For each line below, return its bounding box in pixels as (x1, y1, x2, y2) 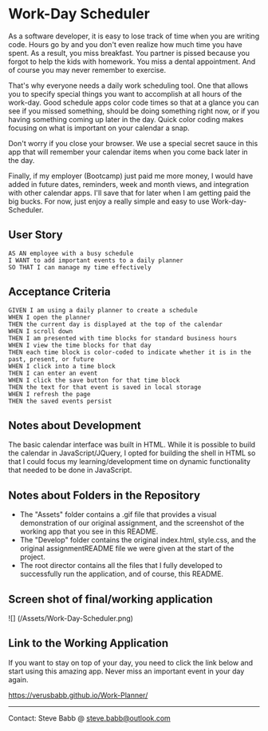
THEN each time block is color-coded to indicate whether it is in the (8, 348, 251, 356)
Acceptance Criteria (8, 285, 111, 299)
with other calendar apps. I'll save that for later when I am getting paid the (8, 188, 251, 197)
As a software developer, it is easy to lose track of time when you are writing (8, 31, 260, 41)
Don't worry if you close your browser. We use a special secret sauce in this (8, 138, 258, 148)
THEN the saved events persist (8, 397, 112, 405)
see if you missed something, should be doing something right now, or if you (8, 105, 260, 116)
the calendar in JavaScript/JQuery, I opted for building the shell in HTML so (8, 448, 256, 458)
